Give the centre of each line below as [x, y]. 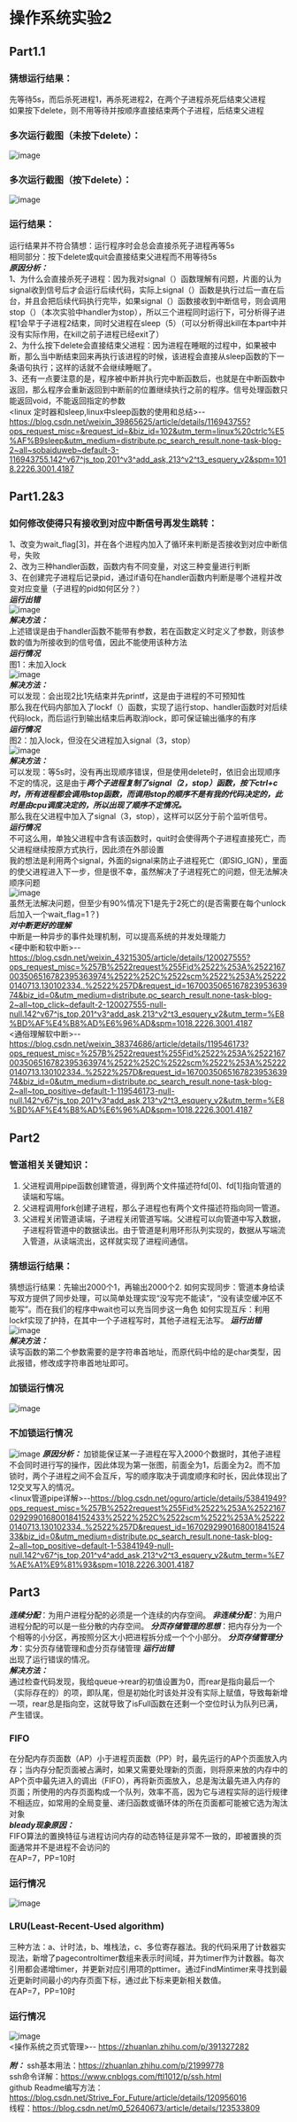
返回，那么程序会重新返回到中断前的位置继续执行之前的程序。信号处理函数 [145, 389]
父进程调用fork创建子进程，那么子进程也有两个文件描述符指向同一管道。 [153, 1208]
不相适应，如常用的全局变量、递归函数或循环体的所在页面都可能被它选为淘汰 [148, 1803]
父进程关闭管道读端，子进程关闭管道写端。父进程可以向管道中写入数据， [153, 1219]
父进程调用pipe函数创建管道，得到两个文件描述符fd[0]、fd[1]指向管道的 [152, 1186]
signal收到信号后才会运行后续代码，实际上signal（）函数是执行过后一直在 [143, 290]
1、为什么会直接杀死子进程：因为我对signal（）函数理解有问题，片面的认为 [145, 278]
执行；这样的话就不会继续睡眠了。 [94, 367]
